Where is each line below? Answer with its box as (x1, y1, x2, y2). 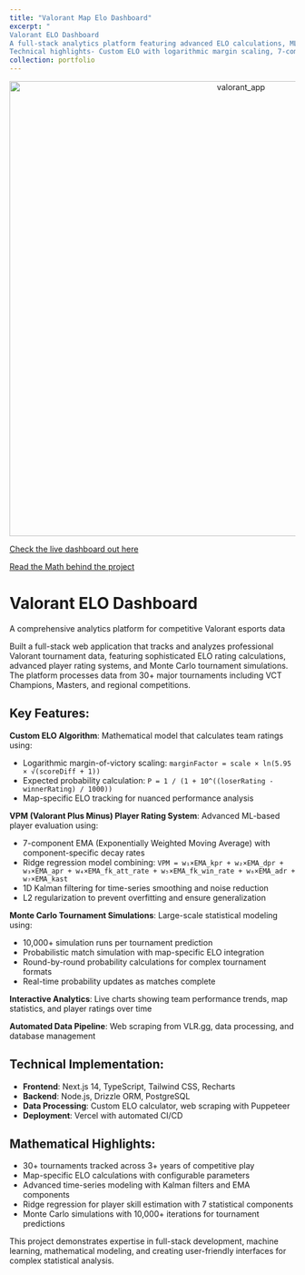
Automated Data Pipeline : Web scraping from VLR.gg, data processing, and (9, 1020, 295, 1031)
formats (22, 966, 53, 976)
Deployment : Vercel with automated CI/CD (22, 1109, 183, 1120)
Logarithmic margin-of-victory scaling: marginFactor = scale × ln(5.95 (22, 757, 292, 768)
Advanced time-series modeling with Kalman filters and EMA (22, 1179, 251, 1190)
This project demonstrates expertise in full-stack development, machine (9, 1236, 279, 1247)
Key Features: (9, 706, 90, 722)
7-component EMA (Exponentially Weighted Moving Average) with (22, 837, 271, 848)
